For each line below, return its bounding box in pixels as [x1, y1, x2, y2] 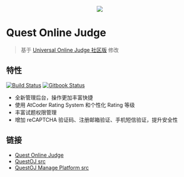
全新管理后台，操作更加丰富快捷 [14, 94, 93, 101]
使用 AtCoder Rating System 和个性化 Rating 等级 [14, 101, 135, 108]
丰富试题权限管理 [14, 109, 57, 116]
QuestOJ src [14, 157, 46, 165]
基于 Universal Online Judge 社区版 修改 [20, 46, 119, 53]
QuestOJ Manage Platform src [14, 164, 89, 171]
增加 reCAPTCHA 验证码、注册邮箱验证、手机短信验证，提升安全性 [14, 116, 178, 123]
